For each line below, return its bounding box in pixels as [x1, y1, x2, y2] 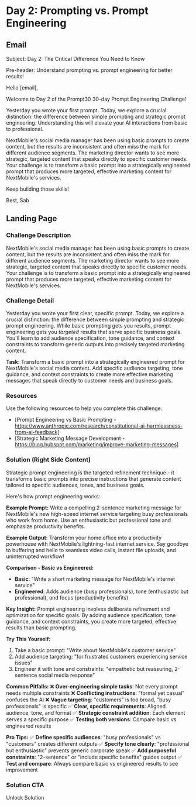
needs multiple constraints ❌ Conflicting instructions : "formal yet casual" [6, 689, 185, 697]
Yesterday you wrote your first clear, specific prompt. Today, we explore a [6, 309, 184, 316]
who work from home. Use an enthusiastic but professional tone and [6, 516, 171, 523]
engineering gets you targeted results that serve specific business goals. [6, 328, 182, 335]
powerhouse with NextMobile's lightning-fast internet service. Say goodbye [6, 540, 188, 547]
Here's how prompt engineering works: [6, 492, 101, 500]
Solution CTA [6, 781, 44, 789]
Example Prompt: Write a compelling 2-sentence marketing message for [6, 504, 181, 511]
